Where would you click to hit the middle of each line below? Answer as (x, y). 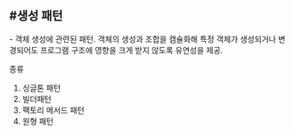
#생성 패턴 (36, 16)
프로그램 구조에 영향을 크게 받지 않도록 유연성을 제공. (131, 50)
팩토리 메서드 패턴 (53, 110)
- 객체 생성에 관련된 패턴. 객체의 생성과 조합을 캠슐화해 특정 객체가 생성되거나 (143, 39)
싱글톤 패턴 (41, 88)
